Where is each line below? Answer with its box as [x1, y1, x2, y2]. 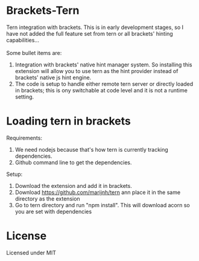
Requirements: [6, 134, 42, 141]
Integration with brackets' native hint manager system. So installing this [14, 61, 193, 68]
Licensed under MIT [6, 249, 56, 256]
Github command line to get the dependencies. [14, 158, 132, 166]
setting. [14, 93, 34, 100]
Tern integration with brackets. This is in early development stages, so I [6, 24, 184, 31]
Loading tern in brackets [6, 114, 131, 128]
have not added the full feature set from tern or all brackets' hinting [6, 30, 173, 37]
